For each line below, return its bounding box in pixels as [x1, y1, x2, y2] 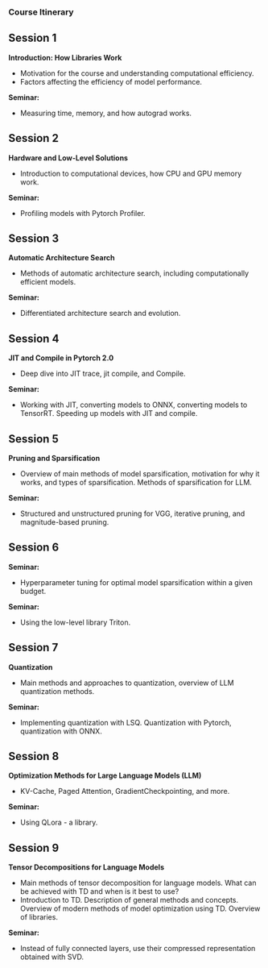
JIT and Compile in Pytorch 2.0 [8, 353, 114, 363]
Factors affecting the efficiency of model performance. [19, 77, 203, 86]
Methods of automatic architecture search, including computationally [19, 268, 249, 278]
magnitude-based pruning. [19, 517, 109, 526]
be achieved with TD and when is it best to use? [19, 887, 179, 896]
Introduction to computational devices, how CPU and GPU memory [19, 168, 242, 178]
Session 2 [8, 131, 59, 145]
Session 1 [8, 31, 57, 45]
